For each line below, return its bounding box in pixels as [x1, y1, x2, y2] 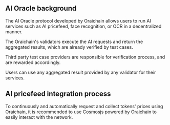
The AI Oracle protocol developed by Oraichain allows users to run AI [5, 17, 151, 24]
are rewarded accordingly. [5, 59, 61, 66]
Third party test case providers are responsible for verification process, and [5, 54, 165, 60]
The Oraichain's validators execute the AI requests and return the [5, 38, 143, 45]
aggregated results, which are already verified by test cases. [5, 44, 133, 50]
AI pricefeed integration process [5, 90, 111, 98]
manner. [5, 28, 23, 35]
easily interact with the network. [5, 114, 73, 120]
